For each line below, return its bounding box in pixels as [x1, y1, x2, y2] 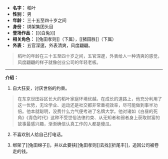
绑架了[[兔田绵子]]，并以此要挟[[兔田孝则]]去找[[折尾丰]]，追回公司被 [12, 142, 155, 148]
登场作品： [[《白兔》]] [12, 30, 56, 35]
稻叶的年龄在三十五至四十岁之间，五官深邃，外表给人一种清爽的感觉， [17, 53, 162, 59]
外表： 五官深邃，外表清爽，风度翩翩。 [12, 42, 93, 48]
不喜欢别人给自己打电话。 [12, 131, 65, 137]
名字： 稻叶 [12, 5, 36, 10]
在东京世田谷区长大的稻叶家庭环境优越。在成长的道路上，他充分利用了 [17, 96, 162, 101]
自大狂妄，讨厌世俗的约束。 [12, 85, 70, 91]
